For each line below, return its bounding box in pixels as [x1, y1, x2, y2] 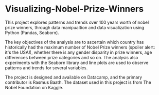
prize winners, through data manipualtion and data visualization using [5, 24, 144, 30]
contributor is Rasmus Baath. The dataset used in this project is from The [5, 79, 152, 85]
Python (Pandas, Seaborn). [5, 30, 59, 35]
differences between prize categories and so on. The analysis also [5, 54, 139, 60]
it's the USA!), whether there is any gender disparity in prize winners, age [5, 49, 152, 55]
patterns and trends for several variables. [5, 64, 88, 71]
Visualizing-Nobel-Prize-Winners [5, 3, 144, 15]
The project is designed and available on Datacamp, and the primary [5, 74, 142, 80]
